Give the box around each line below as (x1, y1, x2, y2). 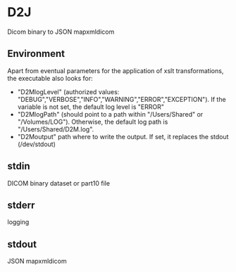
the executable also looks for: (7, 74, 93, 82)
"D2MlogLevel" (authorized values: (17, 87, 120, 96)
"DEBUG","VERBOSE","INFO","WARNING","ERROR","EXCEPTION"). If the (17, 95, 227, 103)
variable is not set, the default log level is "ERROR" (17, 103, 164, 111)
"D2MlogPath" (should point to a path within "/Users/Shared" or (17, 110, 204, 118)
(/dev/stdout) (17, 140, 56, 148)
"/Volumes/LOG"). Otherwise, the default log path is (17, 117, 168, 126)
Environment (7, 48, 66, 60)
